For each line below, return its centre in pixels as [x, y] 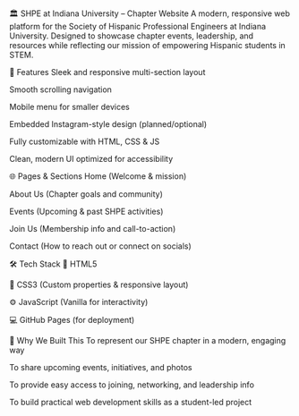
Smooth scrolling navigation [60, 89]
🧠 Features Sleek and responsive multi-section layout [107, 72]
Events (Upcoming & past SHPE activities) [86, 211]
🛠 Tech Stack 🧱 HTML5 [53, 264]
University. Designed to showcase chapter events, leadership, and [131, 36]
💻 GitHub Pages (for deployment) [72, 320]
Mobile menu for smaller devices [69, 107]
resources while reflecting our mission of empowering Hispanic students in [148, 45]
